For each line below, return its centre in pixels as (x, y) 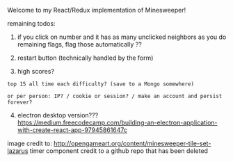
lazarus (18, 151)
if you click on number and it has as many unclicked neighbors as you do (122, 37)
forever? (20, 102)
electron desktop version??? (58, 115)
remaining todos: (31, 23)
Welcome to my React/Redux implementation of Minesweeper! (97, 10)
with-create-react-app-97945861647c (72, 130)
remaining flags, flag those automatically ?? (80, 44)
